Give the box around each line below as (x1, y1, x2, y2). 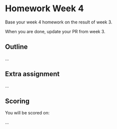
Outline (5, 43, 28, 51)
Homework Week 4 (5, 3, 84, 14)
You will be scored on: (5, 110, 50, 116)
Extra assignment (5, 70, 60, 78)
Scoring (5, 97, 30, 105)
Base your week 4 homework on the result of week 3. (5, 19, 113, 25)
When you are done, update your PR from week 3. (5, 28, 106, 34)
